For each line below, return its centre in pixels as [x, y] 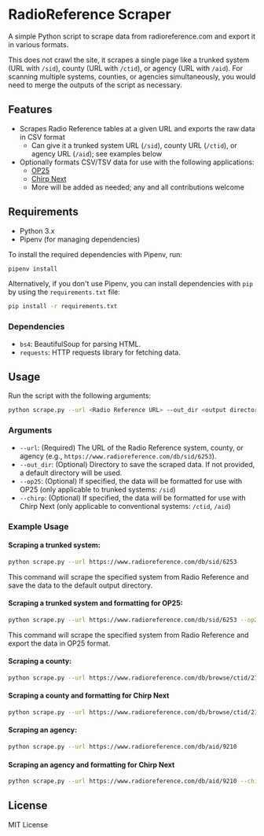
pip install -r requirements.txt [63, 307]
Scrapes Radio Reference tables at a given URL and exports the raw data [137, 128]
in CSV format [42, 137]
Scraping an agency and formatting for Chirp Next [92, 764]
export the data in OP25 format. [59, 643]
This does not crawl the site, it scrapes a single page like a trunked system [129, 60]
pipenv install [33, 269]
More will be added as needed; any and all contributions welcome [138, 187]
